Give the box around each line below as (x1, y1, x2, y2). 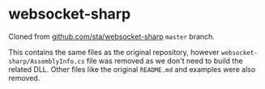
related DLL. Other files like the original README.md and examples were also (8, 64, 256, 74)
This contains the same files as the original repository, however (8, 47, 220, 57)
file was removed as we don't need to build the (86, 56, 243, 66)
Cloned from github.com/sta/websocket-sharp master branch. (8, 32, 215, 41)
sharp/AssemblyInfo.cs (8, 57, 85, 66)
